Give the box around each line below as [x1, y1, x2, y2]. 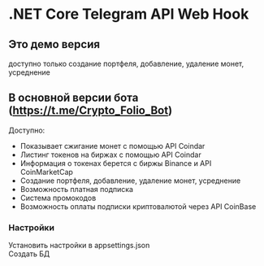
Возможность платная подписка [19, 184, 134, 194]
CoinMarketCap [19, 167, 73, 177]
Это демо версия [8, 37, 100, 51]
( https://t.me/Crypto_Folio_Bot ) [8, 103, 173, 118]
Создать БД [8, 249, 50, 259]
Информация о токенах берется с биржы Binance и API [19, 158, 212, 168]
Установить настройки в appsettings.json [8, 241, 150, 251]
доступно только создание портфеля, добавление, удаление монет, [8, 59, 245, 68]
